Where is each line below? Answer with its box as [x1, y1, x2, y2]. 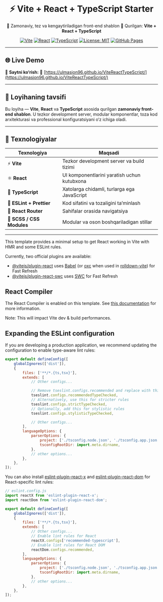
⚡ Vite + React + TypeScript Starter [9, 3, 154, 15]
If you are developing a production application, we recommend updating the [5, 342, 157, 348]
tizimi [62, 164, 75, 171]
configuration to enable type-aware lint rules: [5, 347, 96, 353]
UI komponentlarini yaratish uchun [62, 172, 141, 179]
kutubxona [62, 178, 86, 185]
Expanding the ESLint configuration [5, 329, 115, 338]
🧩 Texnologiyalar [5, 135, 57, 143]
